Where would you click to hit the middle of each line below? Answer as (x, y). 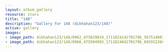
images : (13, 33)
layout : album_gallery (29, 10)
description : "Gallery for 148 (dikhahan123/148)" (59, 24)
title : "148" (19, 19)
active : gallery (22, 28)
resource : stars (22, 14)
